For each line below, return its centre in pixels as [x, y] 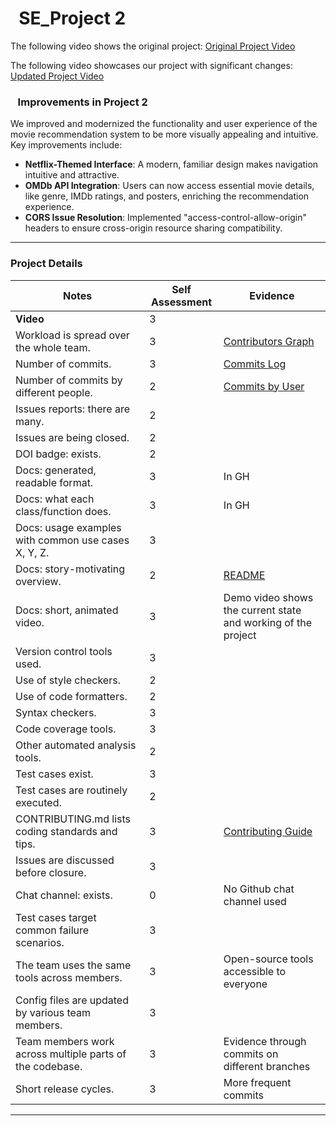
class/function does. [63, 511]
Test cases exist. [54, 774]
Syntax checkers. [56, 712]
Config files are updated [72, 1000]
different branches [267, 1066]
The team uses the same [73, 965]
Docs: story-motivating [70, 569]
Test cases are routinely [71, 790]
